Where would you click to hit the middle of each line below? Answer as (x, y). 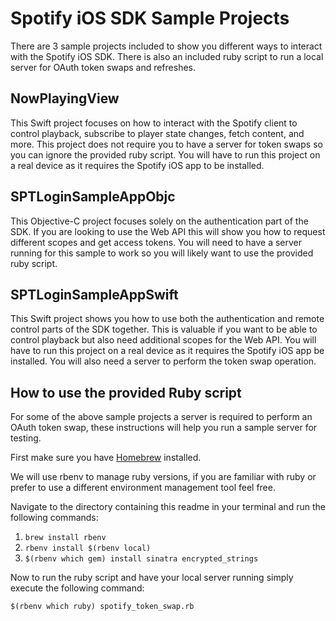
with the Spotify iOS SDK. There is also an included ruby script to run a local (167, 56)
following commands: (54, 518)
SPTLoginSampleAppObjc (93, 197)
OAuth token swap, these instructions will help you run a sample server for (164, 428)
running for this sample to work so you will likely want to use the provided (162, 253)
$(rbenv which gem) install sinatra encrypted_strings (141, 559)
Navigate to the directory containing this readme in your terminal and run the (168, 507)
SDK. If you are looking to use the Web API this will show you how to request (168, 231)
